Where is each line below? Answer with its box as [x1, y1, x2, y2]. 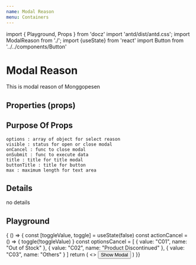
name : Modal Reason [6, 8, 54, 15]
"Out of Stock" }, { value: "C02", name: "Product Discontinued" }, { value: [6, 244, 185, 251]
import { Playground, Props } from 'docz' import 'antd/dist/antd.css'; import [6, 30, 190, 37]
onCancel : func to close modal [6, 146, 86, 153]
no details [6, 199, 31, 206]
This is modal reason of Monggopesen [6, 83, 101, 91]
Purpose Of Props [6, 121, 73, 131]
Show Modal [100, 252, 128, 258]
